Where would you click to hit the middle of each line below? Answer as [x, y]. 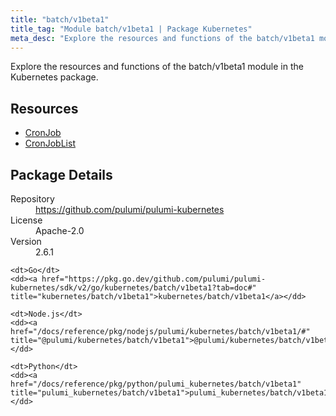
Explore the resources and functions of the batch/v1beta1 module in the [157, 67]
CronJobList [50, 143]
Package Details [61, 174]
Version [26, 241]
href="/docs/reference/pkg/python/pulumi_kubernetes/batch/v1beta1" [156, 384]
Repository [32, 199]
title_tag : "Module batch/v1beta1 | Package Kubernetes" [131, 29]
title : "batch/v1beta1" [60, 19]
